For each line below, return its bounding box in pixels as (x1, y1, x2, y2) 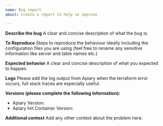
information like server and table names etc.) (5, 50, 98, 56)
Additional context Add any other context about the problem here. (5, 114, 143, 120)
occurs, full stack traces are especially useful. (5, 80, 100, 86)
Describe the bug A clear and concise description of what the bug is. (5, 30, 148, 36)
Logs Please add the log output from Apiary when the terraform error (5, 75, 148, 81)
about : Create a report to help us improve (5, 12, 98, 17)
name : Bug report (5, 7, 42, 12)
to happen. (5, 65, 28, 71)
